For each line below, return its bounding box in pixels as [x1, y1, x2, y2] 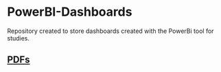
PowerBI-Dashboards [7, 4, 132, 20]
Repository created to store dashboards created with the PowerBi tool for [7, 27, 214, 35]
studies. [7, 34, 30, 42]
